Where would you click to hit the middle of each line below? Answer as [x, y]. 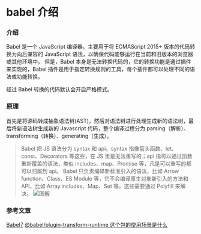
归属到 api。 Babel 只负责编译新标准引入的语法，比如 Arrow [105, 171]
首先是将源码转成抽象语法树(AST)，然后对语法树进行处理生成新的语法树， [97, 121]
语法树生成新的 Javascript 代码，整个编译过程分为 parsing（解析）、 [105, 128]
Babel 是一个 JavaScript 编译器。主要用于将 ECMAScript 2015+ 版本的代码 [98, 47]
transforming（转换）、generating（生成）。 [59, 136]
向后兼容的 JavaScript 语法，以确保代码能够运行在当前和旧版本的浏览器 [105, 54]
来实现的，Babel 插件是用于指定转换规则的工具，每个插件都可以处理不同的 [98, 69]
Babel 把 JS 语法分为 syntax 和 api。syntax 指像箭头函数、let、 [99, 148]
